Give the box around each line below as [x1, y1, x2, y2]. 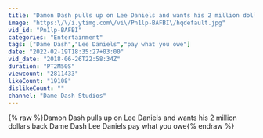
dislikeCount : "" [8, 84, 65, 93]
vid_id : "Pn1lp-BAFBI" [8, 26, 82, 34]
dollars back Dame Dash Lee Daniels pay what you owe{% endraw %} [8, 122, 235, 131]
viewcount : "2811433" [8, 70, 79, 78]
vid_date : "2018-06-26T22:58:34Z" [8, 56, 121, 64]
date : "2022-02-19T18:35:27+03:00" [8, 48, 124, 56]
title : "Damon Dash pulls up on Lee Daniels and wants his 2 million [8, 11, 240, 20]
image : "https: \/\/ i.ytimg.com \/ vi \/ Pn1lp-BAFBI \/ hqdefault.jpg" [8, 19, 225, 27]
